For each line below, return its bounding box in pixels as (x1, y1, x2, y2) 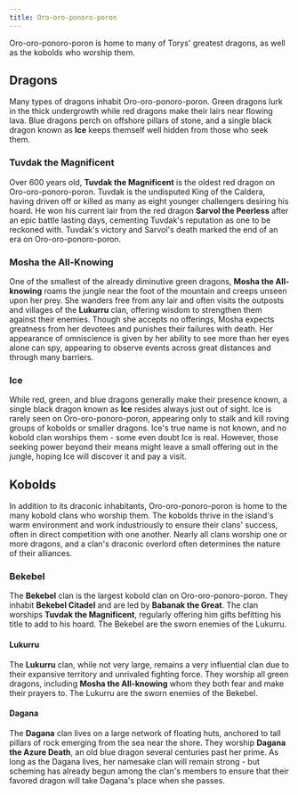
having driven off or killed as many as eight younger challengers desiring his (9, 195, 289, 206)
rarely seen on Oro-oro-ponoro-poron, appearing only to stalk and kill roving (9, 414, 290, 424)
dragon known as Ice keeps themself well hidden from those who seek (9, 125, 269, 135)
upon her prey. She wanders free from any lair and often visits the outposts (9, 295, 285, 306)
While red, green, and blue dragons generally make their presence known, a (9, 394, 287, 406)
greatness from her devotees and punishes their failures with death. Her (9, 324, 273, 334)
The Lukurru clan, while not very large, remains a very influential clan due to (9, 659, 289, 669)
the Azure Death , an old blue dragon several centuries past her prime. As (9, 746, 278, 758)
